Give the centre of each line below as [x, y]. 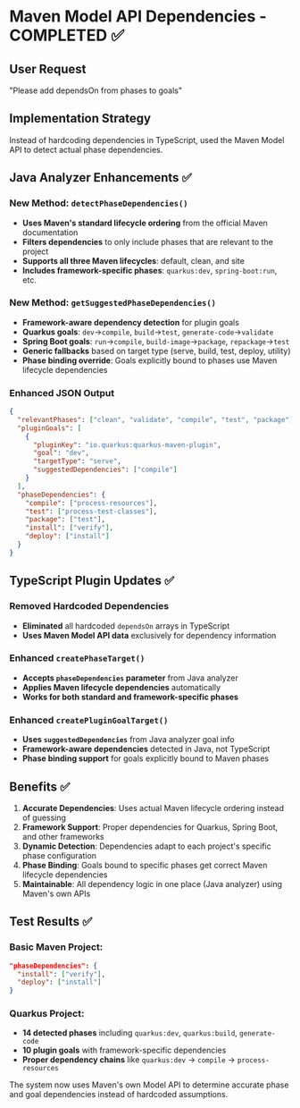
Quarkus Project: [47, 1014]
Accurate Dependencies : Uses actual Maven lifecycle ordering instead [153, 808]
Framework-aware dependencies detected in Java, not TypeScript [146, 749]
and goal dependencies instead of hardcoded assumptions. [119, 1095]
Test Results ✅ [51, 922]
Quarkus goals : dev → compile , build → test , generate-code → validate [148, 332]
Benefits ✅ [40, 787]
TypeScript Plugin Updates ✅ [92, 581]
